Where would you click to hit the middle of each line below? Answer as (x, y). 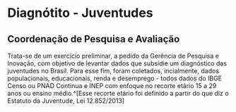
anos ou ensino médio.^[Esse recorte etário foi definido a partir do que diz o (118, 93)
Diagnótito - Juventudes (80, 13)
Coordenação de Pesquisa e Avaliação (94, 39)
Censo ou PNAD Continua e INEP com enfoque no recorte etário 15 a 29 (112, 86)
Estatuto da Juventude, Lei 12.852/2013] (66, 101)
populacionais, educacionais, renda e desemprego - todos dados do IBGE (115, 78)
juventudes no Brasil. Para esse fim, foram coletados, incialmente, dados (113, 71)
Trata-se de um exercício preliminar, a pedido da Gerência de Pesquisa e (113, 56)
